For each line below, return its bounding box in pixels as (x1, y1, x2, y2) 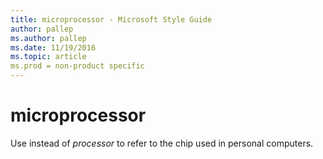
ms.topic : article (10, 52, 87, 62)
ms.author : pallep (10, 33, 87, 43)
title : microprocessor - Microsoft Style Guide (10, 14, 213, 25)
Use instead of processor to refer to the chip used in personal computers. (10, 137, 314, 149)
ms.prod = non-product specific (10, 61, 145, 71)
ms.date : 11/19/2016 (10, 42, 97, 53)
